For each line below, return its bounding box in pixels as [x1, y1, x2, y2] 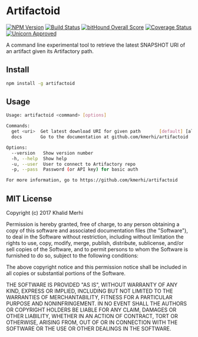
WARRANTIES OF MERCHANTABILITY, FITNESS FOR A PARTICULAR [6, 294, 173, 300]
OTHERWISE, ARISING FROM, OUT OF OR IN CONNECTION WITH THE [6, 319, 178, 326]
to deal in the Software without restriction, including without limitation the [6, 233, 184, 240]
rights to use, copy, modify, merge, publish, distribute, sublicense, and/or [6, 240, 184, 246]
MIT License [6, 194, 52, 204]
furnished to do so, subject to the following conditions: [6, 252, 138, 259]
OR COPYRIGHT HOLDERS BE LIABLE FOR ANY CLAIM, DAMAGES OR [6, 306, 177, 313]
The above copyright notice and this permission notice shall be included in [6, 264, 187, 270]
